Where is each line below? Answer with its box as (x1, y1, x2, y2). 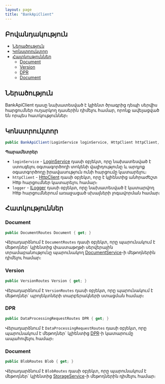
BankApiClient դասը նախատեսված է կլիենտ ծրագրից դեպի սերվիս (5, 102, 158, 108)
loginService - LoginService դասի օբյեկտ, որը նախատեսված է (12, 158, 151, 164)
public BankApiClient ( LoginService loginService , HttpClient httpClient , (5, 140, 160, 145)
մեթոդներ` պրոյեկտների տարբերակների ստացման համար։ (5, 292, 144, 299)
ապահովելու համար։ (5, 335, 54, 341)
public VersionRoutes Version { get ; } (5, 278, 87, 283)
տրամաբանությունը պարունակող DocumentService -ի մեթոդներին (5, 250, 156, 256)
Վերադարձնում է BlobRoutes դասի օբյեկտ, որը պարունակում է (5, 368, 147, 374)
